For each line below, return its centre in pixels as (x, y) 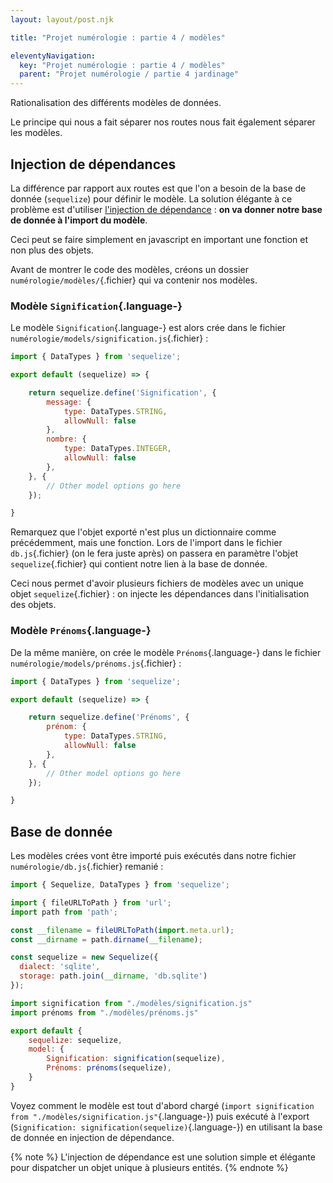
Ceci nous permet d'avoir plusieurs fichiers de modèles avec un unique (157, 583)
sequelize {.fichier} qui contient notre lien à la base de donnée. (139, 564)
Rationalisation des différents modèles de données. (116, 103)
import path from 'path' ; (64, 912)
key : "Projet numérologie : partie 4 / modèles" (122, 65)
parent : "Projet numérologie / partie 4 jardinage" (129, 74)
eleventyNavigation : (53, 56)
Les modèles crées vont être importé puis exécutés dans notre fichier (153, 856)
